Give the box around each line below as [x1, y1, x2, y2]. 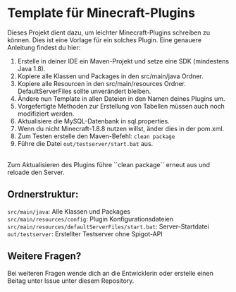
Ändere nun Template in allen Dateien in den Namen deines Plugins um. [17, 94, 225, 103]
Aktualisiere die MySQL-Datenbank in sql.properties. [17, 116, 170, 125]
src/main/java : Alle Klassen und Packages [7, 207, 130, 216]
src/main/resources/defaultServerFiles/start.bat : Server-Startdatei [7, 222, 209, 231]
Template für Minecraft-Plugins [7, 5, 196, 21]
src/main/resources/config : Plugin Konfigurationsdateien [7, 214, 174, 223]
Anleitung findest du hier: [7, 43, 81, 51]
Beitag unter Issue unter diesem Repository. [7, 276, 135, 285]
